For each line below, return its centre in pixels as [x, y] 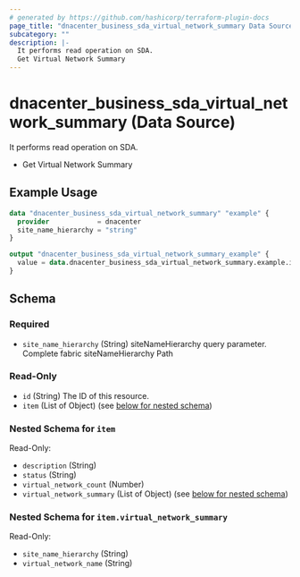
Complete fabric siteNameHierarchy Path [98, 353]
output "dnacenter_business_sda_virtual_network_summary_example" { [139, 255]
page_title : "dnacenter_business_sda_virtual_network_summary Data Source [151, 26]
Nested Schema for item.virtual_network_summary [118, 517]
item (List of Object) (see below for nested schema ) [117, 405]
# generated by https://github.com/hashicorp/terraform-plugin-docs [139, 17]
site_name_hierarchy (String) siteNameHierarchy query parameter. [144, 344]
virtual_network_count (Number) [83, 485]
